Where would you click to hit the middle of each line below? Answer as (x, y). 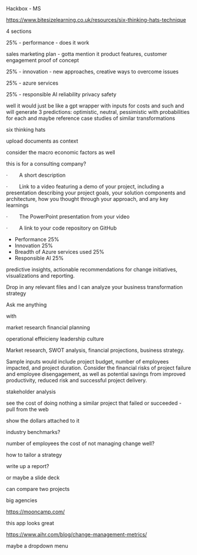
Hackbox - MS (24, 9)
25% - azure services (32, 83)
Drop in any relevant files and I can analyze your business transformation (95, 287)
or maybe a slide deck (33, 477)
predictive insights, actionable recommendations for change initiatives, (92, 269)
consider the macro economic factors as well (61, 152)
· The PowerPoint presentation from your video (68, 216)
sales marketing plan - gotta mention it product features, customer (87, 54)
